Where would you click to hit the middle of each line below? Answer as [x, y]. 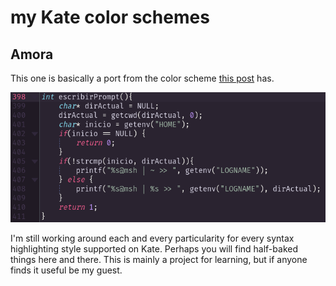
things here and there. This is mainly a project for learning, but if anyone [159, 260]
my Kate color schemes [110, 17]
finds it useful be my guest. [66, 270]
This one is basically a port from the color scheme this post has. [142, 78]
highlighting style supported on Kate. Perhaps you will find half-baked [154, 249]
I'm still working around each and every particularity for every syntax [152, 238]
